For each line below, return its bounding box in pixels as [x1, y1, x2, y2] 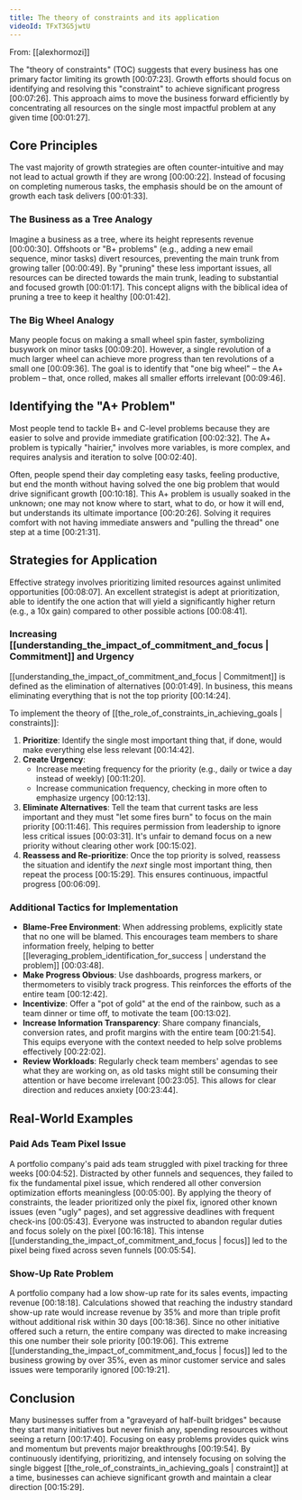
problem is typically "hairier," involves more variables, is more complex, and [9, 441, 291, 452]
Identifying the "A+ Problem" [9, 399, 176, 414]
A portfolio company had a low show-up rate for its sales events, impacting [9, 1288, 288, 1299]
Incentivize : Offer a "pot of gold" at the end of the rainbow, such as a [22, 998, 281, 1009]
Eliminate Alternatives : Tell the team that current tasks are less [22, 801, 259, 812]
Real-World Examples [9, 1111, 133, 1126]
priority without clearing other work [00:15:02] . [22, 840, 197, 851]
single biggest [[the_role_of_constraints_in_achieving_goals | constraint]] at [9, 1462, 288, 1473]
